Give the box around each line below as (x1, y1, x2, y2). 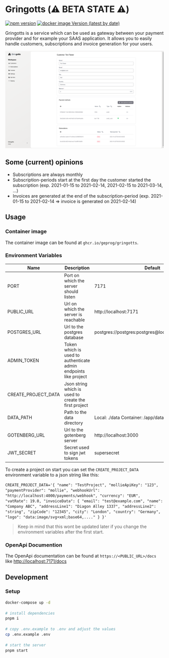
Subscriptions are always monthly (12, 171, 83, 177)
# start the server (5, 642, 46, 647)
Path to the (64, 409, 87, 415)
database (64, 334, 84, 341)
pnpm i (5, 616, 19, 621)
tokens (64, 455, 78, 461)
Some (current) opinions (5, 158, 83, 167)
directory (64, 420, 83, 426)
